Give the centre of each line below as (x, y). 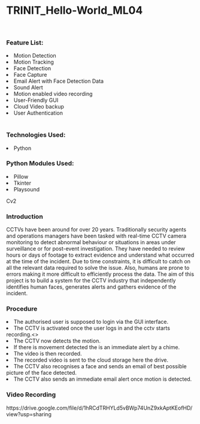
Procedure (22, 309)
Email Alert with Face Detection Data (59, 81)
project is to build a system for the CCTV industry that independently (91, 281)
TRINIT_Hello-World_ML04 (75, 10)
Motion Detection (35, 56)
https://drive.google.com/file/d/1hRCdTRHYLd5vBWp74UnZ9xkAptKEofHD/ (99, 408)
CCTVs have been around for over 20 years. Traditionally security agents (96, 230)
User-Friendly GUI (36, 100)
